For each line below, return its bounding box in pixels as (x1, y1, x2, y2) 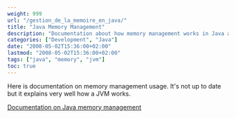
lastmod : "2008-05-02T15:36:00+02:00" (7, 50, 121, 57)
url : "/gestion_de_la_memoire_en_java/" (7, 17, 128, 24)
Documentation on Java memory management (7, 103, 142, 111)
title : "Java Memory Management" (7, 23, 105, 30)
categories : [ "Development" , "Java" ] (7, 37, 118, 44)
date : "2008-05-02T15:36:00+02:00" (7, 43, 112, 50)
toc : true (7, 63, 37, 70)
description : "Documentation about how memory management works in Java (7, 29, 225, 37)
